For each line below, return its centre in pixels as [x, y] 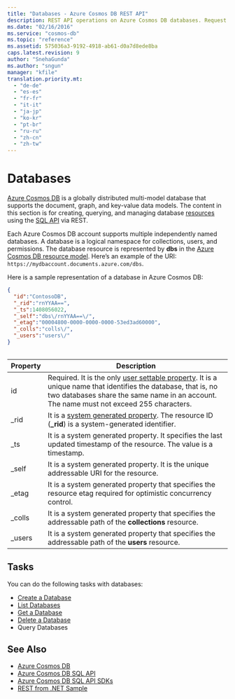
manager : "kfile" [33, 72]
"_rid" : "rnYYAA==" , [42, 303]
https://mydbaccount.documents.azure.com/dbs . [76, 264]
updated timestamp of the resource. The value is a [130, 444]
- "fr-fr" [28, 99]
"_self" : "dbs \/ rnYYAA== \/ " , [55, 316]
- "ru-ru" [28, 131]
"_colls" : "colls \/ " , [43, 329]
